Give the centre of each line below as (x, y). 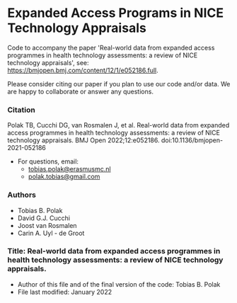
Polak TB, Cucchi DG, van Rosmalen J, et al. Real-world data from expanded (118, 125)
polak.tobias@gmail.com (64, 177)
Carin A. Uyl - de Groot (51, 233)
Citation (21, 110)
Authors (22, 195)
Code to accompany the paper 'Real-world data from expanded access (111, 47)
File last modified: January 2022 (65, 292)
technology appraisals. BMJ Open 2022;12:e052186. (84, 140)
